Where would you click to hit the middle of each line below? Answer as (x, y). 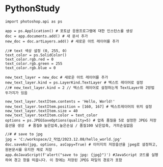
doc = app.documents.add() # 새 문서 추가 (47, 36)
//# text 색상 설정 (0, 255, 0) (36, 51)
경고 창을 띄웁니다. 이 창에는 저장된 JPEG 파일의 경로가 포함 (68, 160)
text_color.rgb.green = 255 (34, 63)
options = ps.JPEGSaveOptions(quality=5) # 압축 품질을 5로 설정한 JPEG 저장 (81, 120)
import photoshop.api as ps (34, 21)
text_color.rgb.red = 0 (29, 59)
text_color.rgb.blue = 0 (30, 68)
